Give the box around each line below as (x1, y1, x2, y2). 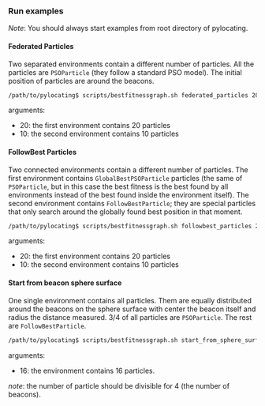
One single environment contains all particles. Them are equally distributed (8, 295, 252, 305)
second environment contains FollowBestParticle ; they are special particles (8, 198, 256, 208)
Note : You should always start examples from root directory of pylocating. (8, 24, 248, 33)
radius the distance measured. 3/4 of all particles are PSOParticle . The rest (8, 312, 252, 321)
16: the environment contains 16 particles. (19, 366, 155, 375)
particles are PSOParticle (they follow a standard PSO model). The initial (8, 67, 242, 77)
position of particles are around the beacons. (8, 76, 155, 85)
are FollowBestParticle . (8, 321, 87, 330)
